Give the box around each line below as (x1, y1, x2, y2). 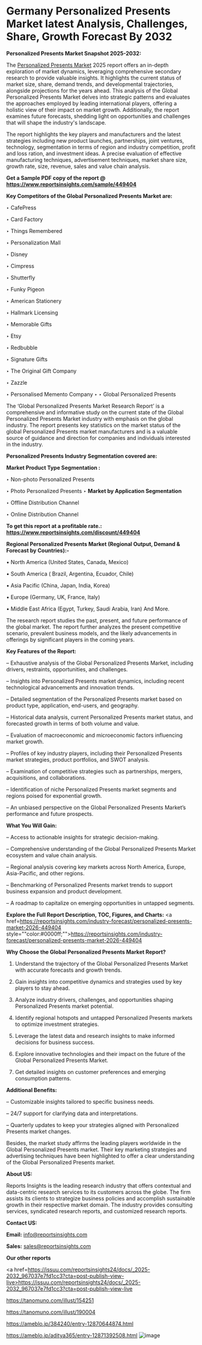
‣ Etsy (6, 332, 22, 340)
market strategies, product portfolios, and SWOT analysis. (6, 756, 150, 763)
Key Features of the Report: (6, 647, 77, 654)
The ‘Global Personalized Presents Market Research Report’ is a (6, 402, 165, 409)
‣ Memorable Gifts (6, 320, 52, 328)
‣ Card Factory (6, 216, 43, 223)
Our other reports (6, 1254, 51, 1261)
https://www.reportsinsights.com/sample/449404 (6, 181, 137, 188)
